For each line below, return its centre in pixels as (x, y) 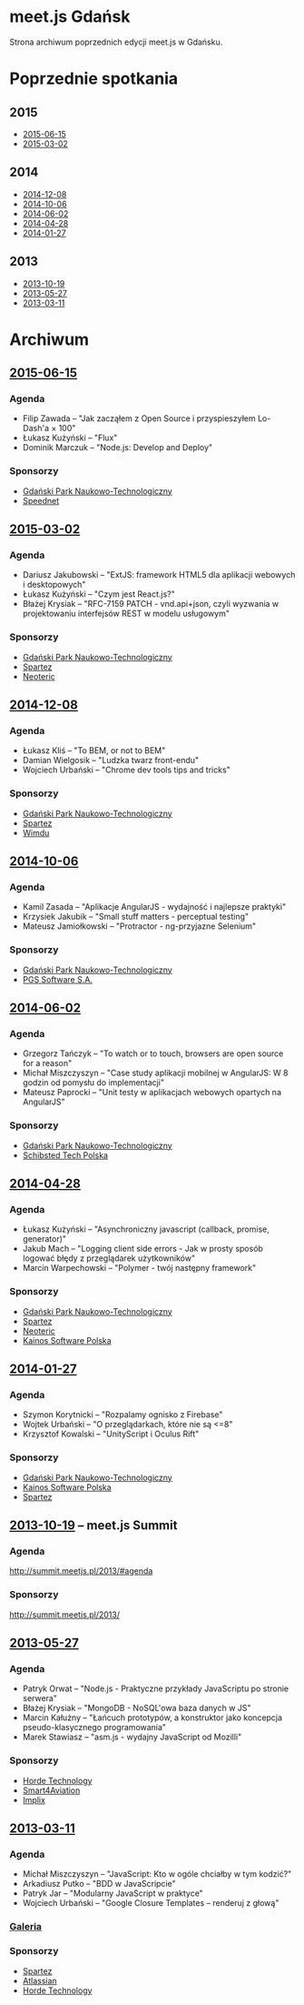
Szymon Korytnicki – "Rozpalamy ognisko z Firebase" (123, 1415)
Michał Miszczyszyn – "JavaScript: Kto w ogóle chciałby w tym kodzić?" (157, 1874)
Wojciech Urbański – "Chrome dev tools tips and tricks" (127, 770)
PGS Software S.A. (58, 979)
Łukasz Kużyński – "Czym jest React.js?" (98, 594)
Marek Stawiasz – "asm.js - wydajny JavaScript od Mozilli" (132, 1737)
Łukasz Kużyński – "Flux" (70, 438)
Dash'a (36, 428)
